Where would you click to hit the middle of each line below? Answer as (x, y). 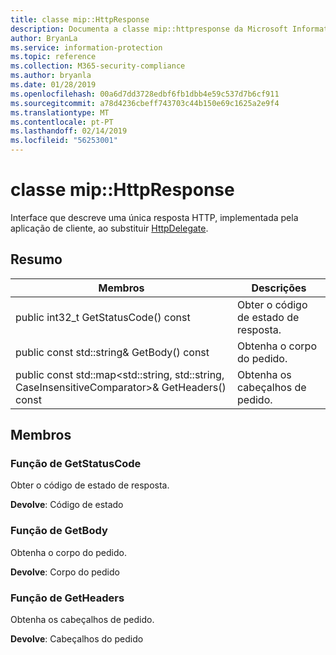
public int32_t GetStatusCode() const (103, 317)
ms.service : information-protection (86, 47)
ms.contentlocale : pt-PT (62, 122)
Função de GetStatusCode (76, 464)
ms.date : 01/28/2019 (53, 85)
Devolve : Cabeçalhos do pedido (77, 639)
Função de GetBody (59, 531)
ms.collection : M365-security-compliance (98, 66)
